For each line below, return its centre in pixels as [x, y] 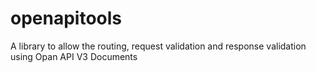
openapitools [66, 18]
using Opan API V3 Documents [74, 56]
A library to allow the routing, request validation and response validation [158, 46]
